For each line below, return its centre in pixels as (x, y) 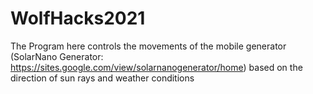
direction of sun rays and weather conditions (102, 78)
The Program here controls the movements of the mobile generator (148, 46)
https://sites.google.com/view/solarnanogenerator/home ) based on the (156, 67)
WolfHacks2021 (78, 18)
